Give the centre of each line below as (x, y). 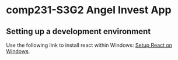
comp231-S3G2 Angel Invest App (89, 10)
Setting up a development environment (78, 31)
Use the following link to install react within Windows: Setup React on (89, 45)
